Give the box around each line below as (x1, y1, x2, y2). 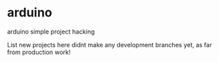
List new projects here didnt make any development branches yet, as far (7, 40, 212, 49)
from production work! (7, 48, 71, 56)
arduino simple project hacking (7, 27, 95, 36)
